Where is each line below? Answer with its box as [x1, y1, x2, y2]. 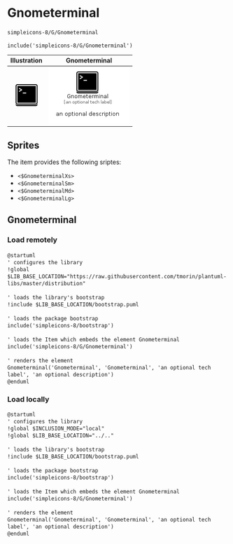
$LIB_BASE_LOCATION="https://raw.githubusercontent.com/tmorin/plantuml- [7, 273, 227, 280]
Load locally [7, 394, 50, 404]
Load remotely [7, 235, 58, 245]
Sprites [7, 139, 40, 151]
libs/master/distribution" [7, 280, 86, 287]
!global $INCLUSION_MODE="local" [7, 425, 105, 432]
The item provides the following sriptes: [7, 158, 122, 166]
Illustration [10, 56, 43, 64]
